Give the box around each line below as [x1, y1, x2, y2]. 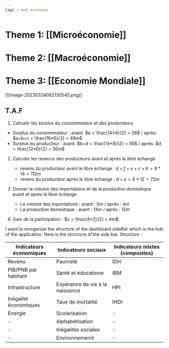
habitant [8, 272, 28, 279]
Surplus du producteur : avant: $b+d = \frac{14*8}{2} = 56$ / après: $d [12, 140, 161, 146]
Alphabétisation [56, 318, 94, 325]
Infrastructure [8, 283, 40, 291]
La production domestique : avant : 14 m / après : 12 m [20, 206, 130, 212]
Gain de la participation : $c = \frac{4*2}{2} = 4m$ [12, 216, 119, 222]
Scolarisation [56, 310, 87, 317]
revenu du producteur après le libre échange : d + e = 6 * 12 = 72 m [20, 176, 160, 182]
